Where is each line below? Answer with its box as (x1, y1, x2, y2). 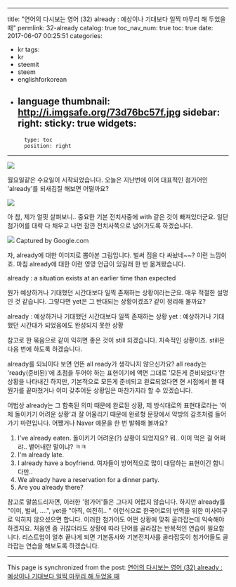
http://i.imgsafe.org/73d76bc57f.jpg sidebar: (17, 106, 220, 118)
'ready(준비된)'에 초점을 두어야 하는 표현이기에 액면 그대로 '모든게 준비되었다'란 (7, 368, 225, 377)
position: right (24, 142, 72, 149)
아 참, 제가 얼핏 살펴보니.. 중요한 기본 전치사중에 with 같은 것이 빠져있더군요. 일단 (7, 212, 229, 221)
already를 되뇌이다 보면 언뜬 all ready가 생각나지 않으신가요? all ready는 (7, 359, 207, 368)
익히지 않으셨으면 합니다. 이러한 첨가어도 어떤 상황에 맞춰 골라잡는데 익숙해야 (14, 515, 225, 524)
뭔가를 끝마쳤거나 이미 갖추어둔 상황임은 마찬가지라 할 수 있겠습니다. (7, 385, 193, 395)
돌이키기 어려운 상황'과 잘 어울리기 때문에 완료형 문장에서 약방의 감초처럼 (14, 409, 214, 418)
